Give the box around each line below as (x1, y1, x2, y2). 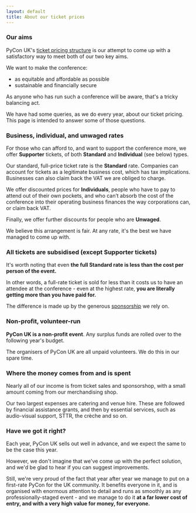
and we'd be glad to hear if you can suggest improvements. (6, 464, 150, 471)
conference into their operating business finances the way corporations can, (6, 198, 191, 205)
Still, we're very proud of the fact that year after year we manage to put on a (6, 475, 190, 483)
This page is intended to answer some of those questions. (6, 116, 146, 123)
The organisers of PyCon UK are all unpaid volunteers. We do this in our (6, 348, 180, 355)
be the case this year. (6, 446, 58, 453)
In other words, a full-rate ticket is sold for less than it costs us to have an (6, 279, 183, 286)
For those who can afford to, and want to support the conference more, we (6, 144, 187, 152)
